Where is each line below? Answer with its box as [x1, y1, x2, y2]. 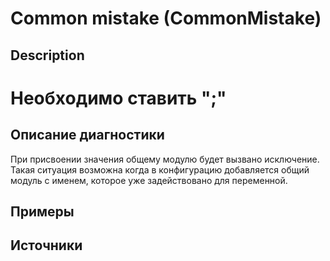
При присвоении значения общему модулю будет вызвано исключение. [10, 153, 320, 165]
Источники [10, 237, 83, 254]
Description [10, 47, 85, 64]
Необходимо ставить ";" [10, 87, 227, 109]
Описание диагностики [10, 127, 165, 144]
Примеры [10, 203, 75, 220]
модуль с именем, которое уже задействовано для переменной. [10, 174, 288, 186]
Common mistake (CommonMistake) [10, 7, 322, 30]
